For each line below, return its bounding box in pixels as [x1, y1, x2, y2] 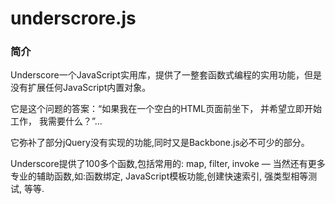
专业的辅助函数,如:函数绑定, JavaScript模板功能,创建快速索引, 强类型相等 [10, 170, 309, 182]
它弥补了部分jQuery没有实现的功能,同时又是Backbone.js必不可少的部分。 [10, 137, 310, 149]
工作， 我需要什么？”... [10, 115, 103, 127]
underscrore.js [10, 7, 137, 30]
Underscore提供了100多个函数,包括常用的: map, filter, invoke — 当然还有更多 [10, 158, 326, 170]
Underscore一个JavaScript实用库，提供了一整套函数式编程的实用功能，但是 [10, 69, 322, 81]
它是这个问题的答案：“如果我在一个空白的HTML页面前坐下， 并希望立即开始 [10, 103, 323, 115]
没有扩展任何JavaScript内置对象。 [10, 82, 152, 94]
